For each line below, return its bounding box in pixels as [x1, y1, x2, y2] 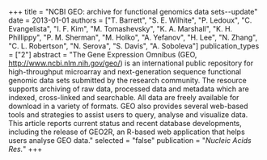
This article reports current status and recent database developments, [8, 119, 243, 128]
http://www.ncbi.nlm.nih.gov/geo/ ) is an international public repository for [8, 58, 253, 68]
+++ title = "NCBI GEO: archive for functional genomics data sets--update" [8, 7, 258, 16]
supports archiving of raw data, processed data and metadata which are [8, 84, 249, 94]
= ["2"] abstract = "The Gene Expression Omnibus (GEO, [8, 50, 197, 59]
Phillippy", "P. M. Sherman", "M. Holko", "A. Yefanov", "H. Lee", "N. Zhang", [8, 32, 257, 42]
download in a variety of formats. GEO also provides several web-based [8, 101, 248, 111]
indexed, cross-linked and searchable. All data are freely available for [8, 93, 239, 102]
